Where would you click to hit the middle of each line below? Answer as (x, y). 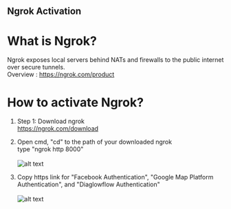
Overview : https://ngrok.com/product (61, 74)
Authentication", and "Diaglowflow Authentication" (88, 184)
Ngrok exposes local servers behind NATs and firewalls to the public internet (115, 60)
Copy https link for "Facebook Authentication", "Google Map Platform (115, 177)
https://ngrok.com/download (57, 129)
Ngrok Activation (44, 11)
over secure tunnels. (36, 67)
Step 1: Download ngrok (51, 121)
